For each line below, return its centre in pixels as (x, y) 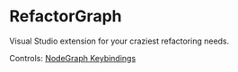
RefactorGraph (66, 16)
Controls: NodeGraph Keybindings (73, 58)
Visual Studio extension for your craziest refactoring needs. (119, 41)
